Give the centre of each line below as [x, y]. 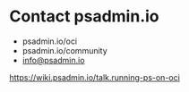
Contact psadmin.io [84, 17]
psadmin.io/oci [50, 41]
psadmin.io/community [64, 50]
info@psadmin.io [53, 60]
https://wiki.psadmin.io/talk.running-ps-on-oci [95, 77]
